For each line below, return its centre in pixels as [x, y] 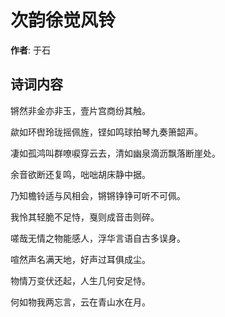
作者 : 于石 [30, 50]
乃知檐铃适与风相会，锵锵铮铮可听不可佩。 [98, 195]
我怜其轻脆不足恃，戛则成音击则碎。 [85, 217]
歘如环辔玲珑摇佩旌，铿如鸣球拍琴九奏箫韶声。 [106, 132]
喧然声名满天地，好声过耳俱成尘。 [80, 259]
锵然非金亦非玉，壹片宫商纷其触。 [80, 110]
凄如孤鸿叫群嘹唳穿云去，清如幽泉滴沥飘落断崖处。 [115, 153]
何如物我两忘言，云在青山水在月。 [80, 302]
